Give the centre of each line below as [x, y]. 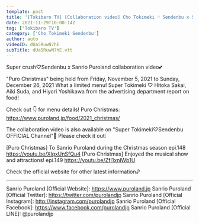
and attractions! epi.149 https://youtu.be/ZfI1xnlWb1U [71, 160]
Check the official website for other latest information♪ [73, 172]
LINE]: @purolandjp [30, 214]
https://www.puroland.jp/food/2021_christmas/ [63, 118]
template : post [25, 12]
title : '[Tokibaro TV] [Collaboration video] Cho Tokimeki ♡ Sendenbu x [98, 17]
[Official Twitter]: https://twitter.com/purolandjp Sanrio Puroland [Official [94, 195]
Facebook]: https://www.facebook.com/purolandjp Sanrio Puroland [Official [98, 207]
